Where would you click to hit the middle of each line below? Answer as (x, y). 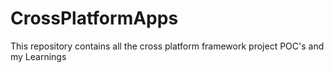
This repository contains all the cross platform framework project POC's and (167, 46)
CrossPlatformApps (94, 18)
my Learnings (38, 56)
